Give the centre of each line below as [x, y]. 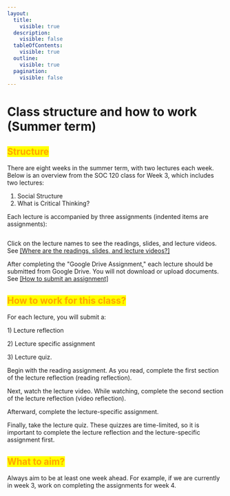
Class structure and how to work [102, 112]
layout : [18, 13]
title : [23, 20]
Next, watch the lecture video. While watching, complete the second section [115, 391]
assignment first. [31, 440]
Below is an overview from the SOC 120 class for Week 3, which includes [111, 176]
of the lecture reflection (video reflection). [66, 399]
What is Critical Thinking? [53, 203]
